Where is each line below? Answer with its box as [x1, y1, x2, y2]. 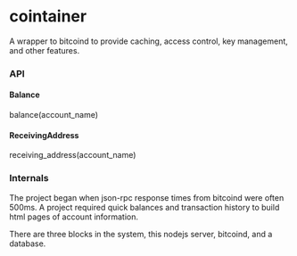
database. [9, 238, 46, 249]
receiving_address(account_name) [9, 150, 136, 161]
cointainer [9, 6, 87, 27]
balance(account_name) [9, 110, 99, 120]
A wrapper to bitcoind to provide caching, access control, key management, [9, 36, 288, 46]
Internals [9, 172, 49, 185]
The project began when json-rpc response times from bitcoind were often [9, 192, 285, 202]
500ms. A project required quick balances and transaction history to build [9, 202, 280, 212]
